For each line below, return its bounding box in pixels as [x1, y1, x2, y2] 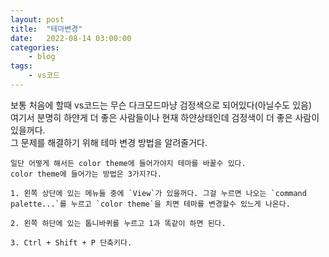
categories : [10, 42, 60, 53]
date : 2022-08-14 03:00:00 [10, 33, 132, 43]
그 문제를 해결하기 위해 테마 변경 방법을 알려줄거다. [10, 136, 208, 148]
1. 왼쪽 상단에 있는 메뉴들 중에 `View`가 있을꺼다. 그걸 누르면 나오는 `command [10, 188, 307, 198]
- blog [28, 52, 56, 62]
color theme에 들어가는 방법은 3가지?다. [10, 169, 163, 179]
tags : [10, 61, 33, 71]
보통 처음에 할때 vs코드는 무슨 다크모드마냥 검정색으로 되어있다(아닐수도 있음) [10, 99, 313, 111]
